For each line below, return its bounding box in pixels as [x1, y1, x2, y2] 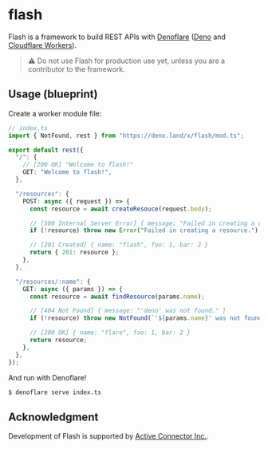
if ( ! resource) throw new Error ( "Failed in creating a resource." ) [29, 226, 259, 234]
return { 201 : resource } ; [29, 249, 120, 257]
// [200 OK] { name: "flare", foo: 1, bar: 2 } [29, 329, 191, 337]
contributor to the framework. [27, 64, 125, 73]
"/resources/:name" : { [15, 278, 91, 286]
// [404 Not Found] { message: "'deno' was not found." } [29, 307, 227, 315]
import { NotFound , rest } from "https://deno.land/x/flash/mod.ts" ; [8, 132, 245, 140]
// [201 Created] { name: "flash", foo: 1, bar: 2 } [29, 241, 209, 249]
